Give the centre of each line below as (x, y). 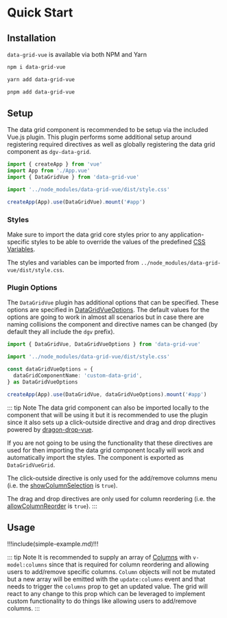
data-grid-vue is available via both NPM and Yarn (77, 54)
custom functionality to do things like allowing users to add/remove (102, 601)
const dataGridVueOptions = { (50, 369)
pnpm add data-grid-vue (41, 92)
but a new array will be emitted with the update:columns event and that (106, 580)
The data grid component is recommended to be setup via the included (108, 130)
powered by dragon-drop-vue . (50, 429)
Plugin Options (32, 288)
